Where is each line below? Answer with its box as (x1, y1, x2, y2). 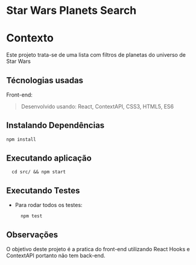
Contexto (6, 31, 54, 45)
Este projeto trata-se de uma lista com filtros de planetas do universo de (6, 51, 186, 59)
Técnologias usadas (6, 75, 83, 85)
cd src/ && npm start (11, 169, 66, 175)
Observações (6, 229, 58, 240)
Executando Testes (6, 185, 80, 196)
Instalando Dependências (6, 120, 105, 130)
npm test (21, 213, 43, 219)
